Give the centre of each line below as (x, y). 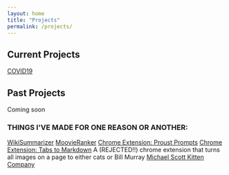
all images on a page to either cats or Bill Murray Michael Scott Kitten (106, 157)
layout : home (26, 13)
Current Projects (44, 54)
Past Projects (36, 93)
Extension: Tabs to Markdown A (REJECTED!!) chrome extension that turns (113, 150)
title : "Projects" (34, 20)
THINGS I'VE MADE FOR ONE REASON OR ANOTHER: (98, 127)
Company (21, 165)
